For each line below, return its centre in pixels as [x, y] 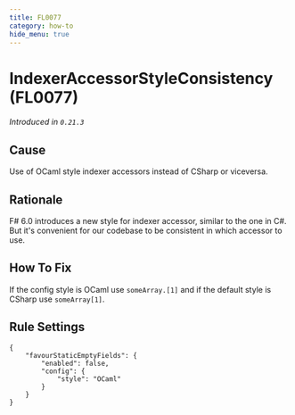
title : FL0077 [36, 17]
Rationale [36, 199]
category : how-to [41, 26]
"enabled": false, [75, 363]
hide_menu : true [39, 34]
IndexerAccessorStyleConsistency [141, 78]
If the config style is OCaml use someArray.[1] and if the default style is [140, 289]
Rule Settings [47, 327]
